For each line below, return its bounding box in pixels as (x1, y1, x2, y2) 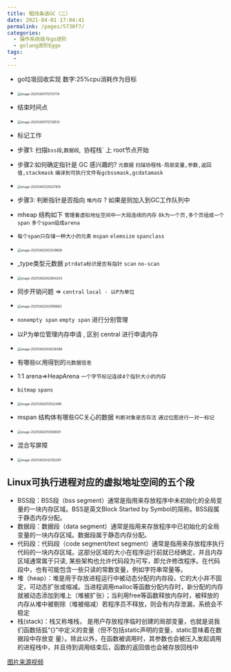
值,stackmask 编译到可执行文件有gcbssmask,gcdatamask (17, 169, 163, 176)
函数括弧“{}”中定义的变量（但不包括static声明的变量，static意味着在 (23, 626, 216, 634)
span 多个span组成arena (17, 219, 81, 227)
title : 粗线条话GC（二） (7, 10, 71, 17)
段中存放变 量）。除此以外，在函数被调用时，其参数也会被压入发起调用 (23, 634, 222, 642)
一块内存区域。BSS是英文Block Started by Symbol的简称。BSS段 (29, 505, 214, 513)
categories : (7, 29, 41, 37)
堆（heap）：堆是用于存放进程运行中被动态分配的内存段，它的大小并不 (17, 574, 216, 582)
